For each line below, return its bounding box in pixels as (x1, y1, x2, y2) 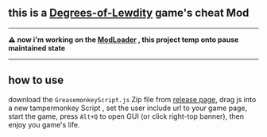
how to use (8, 74, 64, 87)
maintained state (8, 43, 66, 52)
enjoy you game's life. (8, 120, 80, 129)
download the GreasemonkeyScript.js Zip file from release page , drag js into (8, 94, 257, 104)
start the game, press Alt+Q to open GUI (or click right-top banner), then (8, 111, 245, 121)
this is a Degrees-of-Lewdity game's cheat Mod (8, 6, 250, 20)
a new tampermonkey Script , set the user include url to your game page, (8, 103, 248, 112)
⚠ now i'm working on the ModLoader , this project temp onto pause (8, 35, 239, 44)
